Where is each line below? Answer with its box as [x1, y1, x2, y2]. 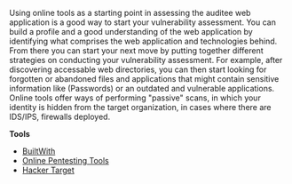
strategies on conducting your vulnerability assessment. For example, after [9, 55, 283, 65]
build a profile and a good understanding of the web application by [9, 27, 253, 36]
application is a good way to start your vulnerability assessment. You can [9, 17, 277, 28]
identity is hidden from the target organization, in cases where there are [9, 102, 272, 112]
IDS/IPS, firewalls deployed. [9, 111, 111, 122]
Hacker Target [21, 164, 75, 175]
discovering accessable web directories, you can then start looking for [9, 64, 267, 75]
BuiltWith [21, 146, 56, 156]
